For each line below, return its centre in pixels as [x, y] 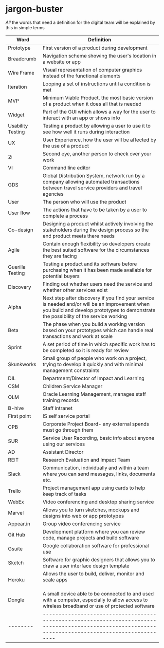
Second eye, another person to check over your [97, 153]
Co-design [21, 230]
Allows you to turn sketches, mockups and [91, 510]
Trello [14, 491]
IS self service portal [66, 416]
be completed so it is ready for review [86, 350]
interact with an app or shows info [82, 118]
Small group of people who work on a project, [95, 358]
